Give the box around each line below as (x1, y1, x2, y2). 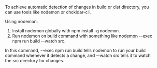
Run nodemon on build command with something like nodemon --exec (12, 33, 153, 39)
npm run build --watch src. (12, 38, 66, 44)
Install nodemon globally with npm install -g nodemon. (12, 28, 120, 33)
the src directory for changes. (5, 58, 64, 63)
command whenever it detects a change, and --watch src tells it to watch (5, 53, 151, 58)
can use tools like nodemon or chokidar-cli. (5, 9, 91, 15)
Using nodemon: (5, 19, 38, 24)
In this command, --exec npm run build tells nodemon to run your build (5, 48, 146, 53)
